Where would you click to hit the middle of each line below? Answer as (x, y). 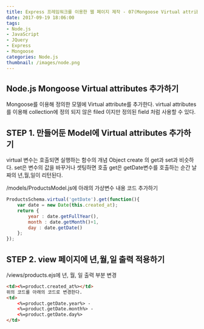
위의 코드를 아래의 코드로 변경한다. (44, 292)
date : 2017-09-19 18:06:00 (40, 18)
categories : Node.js (32, 57)
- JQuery (17, 40)
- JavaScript (23, 35)
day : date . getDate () (56, 228)
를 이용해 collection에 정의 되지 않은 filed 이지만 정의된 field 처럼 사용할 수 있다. (101, 112)
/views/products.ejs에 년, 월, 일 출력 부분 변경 (62, 275)
